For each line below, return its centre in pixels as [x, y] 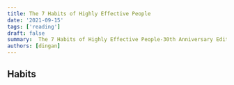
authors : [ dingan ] [34, 46]
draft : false [26, 33]
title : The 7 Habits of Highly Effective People [79, 14]
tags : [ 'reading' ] [34, 26]
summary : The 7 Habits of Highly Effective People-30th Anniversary [110, 40]
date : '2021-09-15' [36, 20]
